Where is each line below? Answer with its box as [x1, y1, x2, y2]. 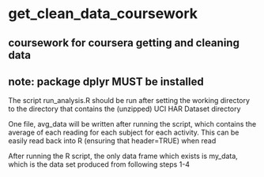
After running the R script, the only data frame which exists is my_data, [8, 151, 239, 161]
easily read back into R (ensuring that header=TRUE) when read [8, 136, 217, 146]
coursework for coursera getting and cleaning [8, 36, 239, 50]
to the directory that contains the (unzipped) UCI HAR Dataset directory [8, 104, 241, 114]
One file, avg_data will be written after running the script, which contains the [8, 120, 257, 129]
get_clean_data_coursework [8, 5, 198, 23]
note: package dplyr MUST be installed [8, 75, 204, 88]
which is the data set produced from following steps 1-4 [8, 160, 190, 169]
